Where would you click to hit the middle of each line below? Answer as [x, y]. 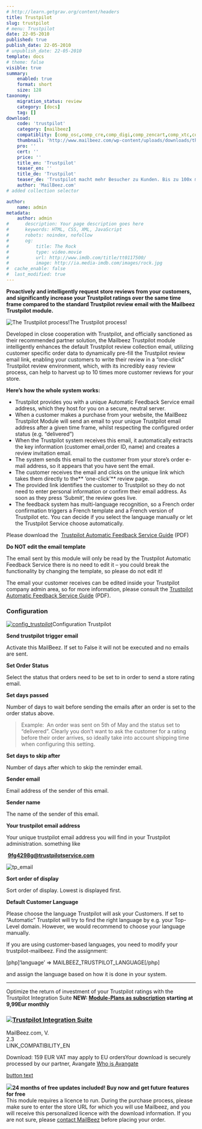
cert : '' [28, 152]
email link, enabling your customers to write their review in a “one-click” [95, 359]
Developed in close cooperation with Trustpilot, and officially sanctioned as [99, 334]
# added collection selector [43, 191]
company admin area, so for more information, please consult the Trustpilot [100, 589]
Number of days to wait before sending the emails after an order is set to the [101, 707]
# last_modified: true [36, 274]
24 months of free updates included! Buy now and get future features [101, 1088]
